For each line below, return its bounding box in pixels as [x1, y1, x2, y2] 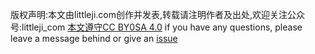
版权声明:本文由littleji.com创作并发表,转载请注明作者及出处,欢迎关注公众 [10, 9, 306, 20]
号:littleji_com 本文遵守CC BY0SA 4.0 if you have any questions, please [10, 21, 303, 33]
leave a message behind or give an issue [10, 33, 178, 44]
